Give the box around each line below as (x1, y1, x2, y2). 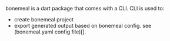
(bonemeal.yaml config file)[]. (14, 28, 86, 35)
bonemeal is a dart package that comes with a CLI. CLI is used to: (5, 5, 165, 12)
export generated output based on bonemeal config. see (14, 23, 152, 29)
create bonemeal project (14, 16, 74, 23)
